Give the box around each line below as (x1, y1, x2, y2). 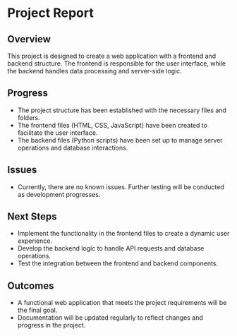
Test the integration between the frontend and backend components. (17, 259, 219, 268)
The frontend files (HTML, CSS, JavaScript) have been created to (17, 121, 208, 129)
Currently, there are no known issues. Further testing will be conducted (17, 182, 224, 191)
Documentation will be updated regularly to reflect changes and (17, 313, 203, 322)
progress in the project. (17, 321, 86, 330)
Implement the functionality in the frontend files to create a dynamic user (17, 229, 230, 238)
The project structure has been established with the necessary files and (17, 106, 227, 114)
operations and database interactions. (17, 143, 128, 152)
